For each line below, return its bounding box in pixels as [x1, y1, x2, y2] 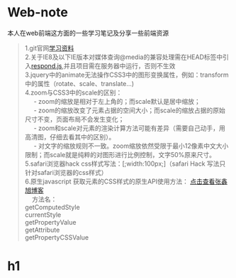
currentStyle [24, 210, 62, 219]
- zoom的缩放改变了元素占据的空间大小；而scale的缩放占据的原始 [33, 106, 225, 114]
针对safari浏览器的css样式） [24, 168, 108, 176]
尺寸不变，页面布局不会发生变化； [24, 114, 125, 123]
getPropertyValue [24, 218, 77, 226]
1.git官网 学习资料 [24, 43, 74, 52]
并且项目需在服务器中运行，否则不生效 [63, 61, 176, 70]
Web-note [7, 4, 69, 21]
